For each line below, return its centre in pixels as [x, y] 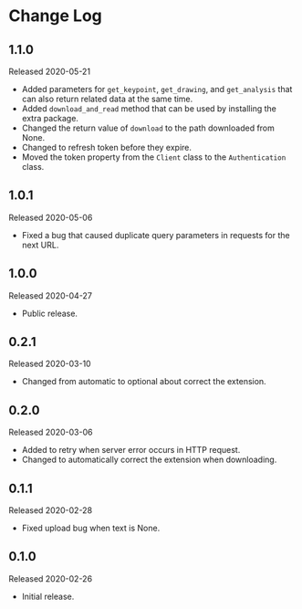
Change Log [55, 16]
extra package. [50, 118]
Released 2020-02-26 [51, 578]
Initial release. [48, 596]
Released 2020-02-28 [51, 510]
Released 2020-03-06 [51, 432]
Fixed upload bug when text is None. [91, 528]
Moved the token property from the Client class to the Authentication [154, 157]
